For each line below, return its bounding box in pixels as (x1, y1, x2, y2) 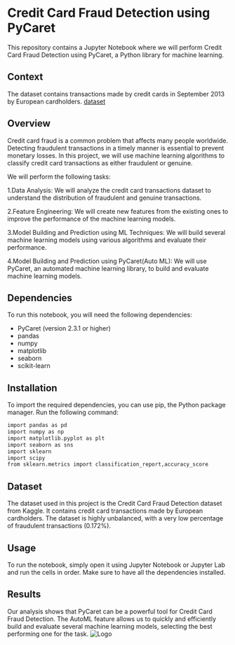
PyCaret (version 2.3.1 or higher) (17, 324, 111, 333)
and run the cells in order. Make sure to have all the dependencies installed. (7, 568, 226, 576)
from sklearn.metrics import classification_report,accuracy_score (7, 461, 209, 468)
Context (7, 71, 43, 83)
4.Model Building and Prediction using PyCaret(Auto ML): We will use (7, 257, 207, 265)
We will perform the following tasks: (7, 172, 111, 181)
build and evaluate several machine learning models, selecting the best (7, 622, 213, 630)
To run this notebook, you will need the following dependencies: (7, 311, 193, 319)
